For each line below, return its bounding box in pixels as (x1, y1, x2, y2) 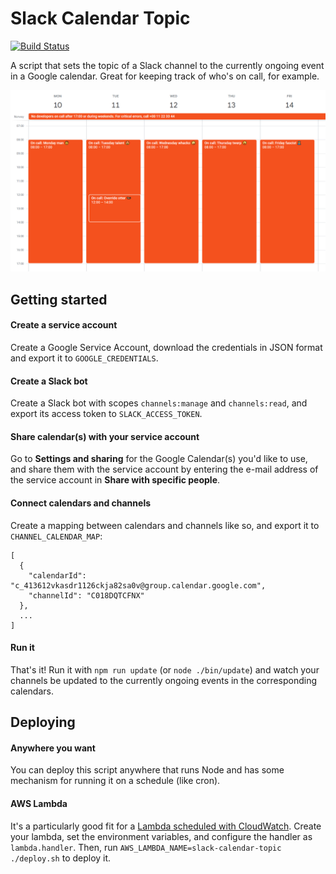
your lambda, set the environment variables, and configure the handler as (10, 830, 313, 842)
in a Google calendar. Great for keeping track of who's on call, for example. (10, 70, 320, 82)
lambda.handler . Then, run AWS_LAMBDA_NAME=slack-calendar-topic (10, 841, 282, 853)
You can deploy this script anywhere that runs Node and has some (10, 764, 285, 776)
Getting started (10, 291, 108, 308)
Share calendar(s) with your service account (10, 430, 200, 442)
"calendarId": (28, 570, 87, 581)
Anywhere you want (10, 742, 96, 754)
